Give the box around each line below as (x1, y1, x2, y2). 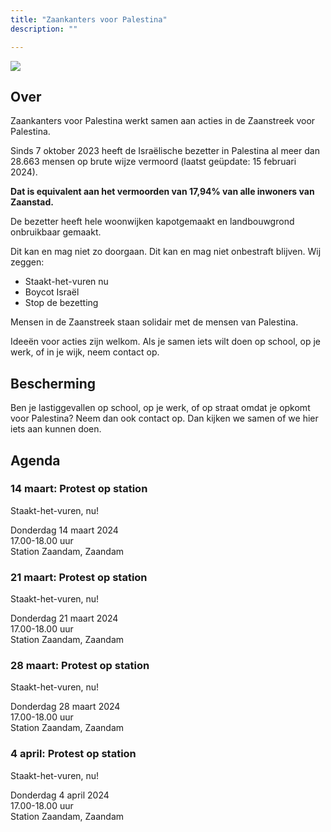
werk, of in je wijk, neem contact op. (10, 346, 160, 358)
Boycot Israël (24, 286, 80, 298)
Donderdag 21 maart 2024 (10, 612, 119, 625)
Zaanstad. (10, 196, 54, 208)
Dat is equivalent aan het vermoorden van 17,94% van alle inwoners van (10, 186, 315, 198)
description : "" (10, 24, 78, 34)
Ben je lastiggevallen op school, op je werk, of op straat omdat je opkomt (10, 402, 311, 414)
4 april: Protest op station (10, 747, 137, 761)
